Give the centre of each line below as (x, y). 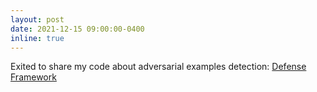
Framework (33, 77)
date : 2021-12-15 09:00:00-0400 (77, 29)
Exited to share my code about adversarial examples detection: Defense (158, 67)
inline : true (37, 38)
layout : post (37, 19)
